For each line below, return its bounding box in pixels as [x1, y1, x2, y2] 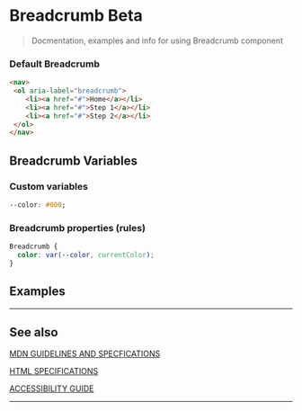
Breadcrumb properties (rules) [9, 221, 147, 234]
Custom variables [9, 180, 88, 192]
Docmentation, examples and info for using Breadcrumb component [31, 35, 283, 46]
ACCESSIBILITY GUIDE [9, 383, 94, 394]
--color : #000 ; [9, 201, 67, 210]
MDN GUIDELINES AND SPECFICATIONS [9, 348, 161, 360]
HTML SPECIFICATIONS [9, 366, 99, 377]
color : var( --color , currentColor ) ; [17, 251, 155, 260]
